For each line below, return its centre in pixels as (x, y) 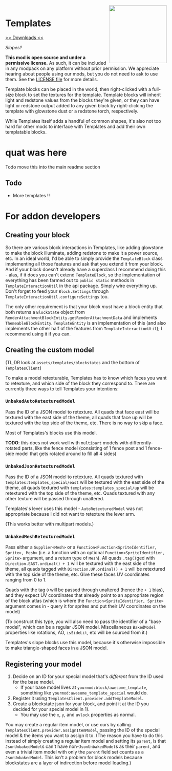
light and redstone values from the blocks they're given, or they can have (82, 100)
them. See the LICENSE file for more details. (52, 79)
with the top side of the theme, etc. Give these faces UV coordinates (78, 574)
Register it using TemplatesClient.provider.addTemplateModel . (78, 699)
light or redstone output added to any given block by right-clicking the (79, 105)
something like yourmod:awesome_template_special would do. (84, 693)
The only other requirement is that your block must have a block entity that (84, 306)
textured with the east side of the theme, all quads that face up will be (79, 417)
